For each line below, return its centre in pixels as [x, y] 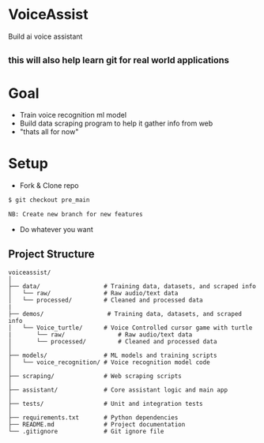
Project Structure [51, 254]
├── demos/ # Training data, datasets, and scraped [125, 313]
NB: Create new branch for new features [76, 215]
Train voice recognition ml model [73, 115]
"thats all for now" [49, 132]
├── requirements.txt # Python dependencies [93, 417]
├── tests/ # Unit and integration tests [106, 404]
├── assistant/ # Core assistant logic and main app [118, 390]
